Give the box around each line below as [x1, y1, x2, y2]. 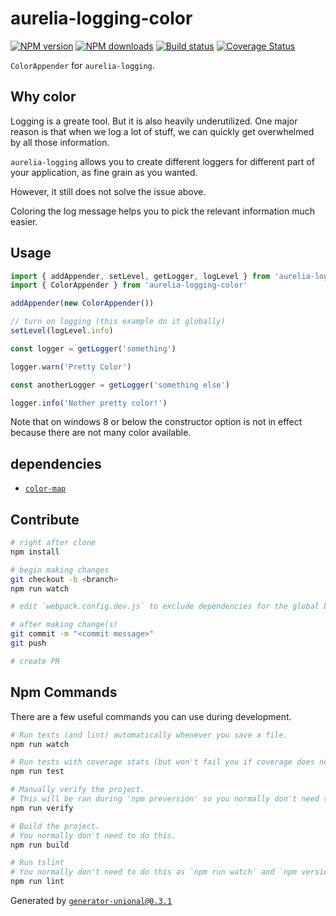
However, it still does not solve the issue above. [10, 185, 207, 197]
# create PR [10, 656, 60, 666]
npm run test [10, 767, 65, 777]
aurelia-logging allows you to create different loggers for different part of [10, 155, 315, 167]
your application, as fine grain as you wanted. [10, 166, 198, 178]
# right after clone [10, 538, 97, 548]
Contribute [10, 511, 80, 528]
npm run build [10, 840, 70, 850]
